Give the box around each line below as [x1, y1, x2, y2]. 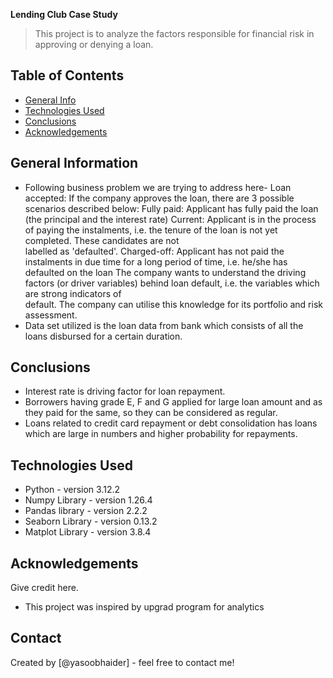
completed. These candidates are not [24, 234, 180, 246]
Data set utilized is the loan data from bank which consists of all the [24, 319, 304, 331]
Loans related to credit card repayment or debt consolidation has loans [24, 417, 318, 429]
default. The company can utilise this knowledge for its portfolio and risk [24, 298, 323, 310]
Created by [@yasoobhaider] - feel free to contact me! [10, 656, 235, 668]
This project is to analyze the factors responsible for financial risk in [34, 28, 315, 39]
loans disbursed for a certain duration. [24, 330, 183, 342]
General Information [10, 155, 139, 172]
